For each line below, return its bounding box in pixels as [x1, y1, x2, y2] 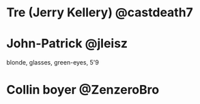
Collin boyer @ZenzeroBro [6, 82, 160, 98]
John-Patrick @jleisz [6, 36, 128, 52]
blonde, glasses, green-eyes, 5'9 [6, 58, 100, 67]
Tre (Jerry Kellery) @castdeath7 [6, 5, 194, 20]
